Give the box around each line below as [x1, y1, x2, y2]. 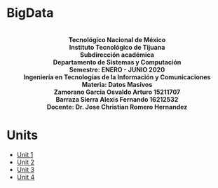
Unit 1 [16, 150, 34, 159]
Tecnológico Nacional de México [68, 35, 166, 43]
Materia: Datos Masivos [81, 80, 153, 88]
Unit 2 [16, 158, 34, 166]
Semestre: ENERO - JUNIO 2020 [69, 65, 165, 74]
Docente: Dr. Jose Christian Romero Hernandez [46, 102, 188, 111]
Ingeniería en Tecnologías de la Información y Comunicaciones [23, 72, 211, 81]
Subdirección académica [79, 51, 155, 59]
